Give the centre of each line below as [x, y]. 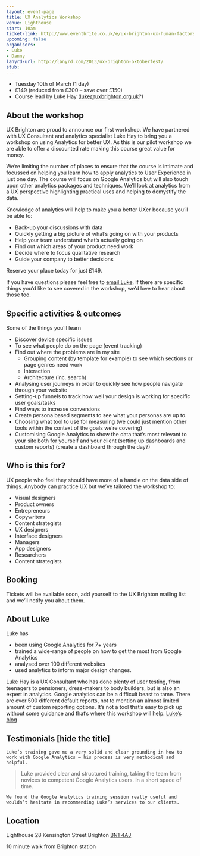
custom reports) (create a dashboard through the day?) [82, 447]
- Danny [16, 56]
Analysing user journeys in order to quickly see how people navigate [99, 384]
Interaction [37, 371]
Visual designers [35, 498]
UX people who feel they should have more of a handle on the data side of [97, 480]
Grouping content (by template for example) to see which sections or [108, 358]
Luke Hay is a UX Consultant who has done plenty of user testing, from [93, 682]
